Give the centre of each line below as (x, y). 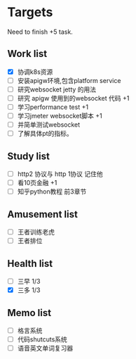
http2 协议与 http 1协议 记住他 (60, 174)
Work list (27, 54)
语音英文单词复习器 (45, 348)
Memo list (29, 313)
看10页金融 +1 (37, 183)
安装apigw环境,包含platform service (69, 80)
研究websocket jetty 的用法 (57, 89)
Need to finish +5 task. (40, 32)
